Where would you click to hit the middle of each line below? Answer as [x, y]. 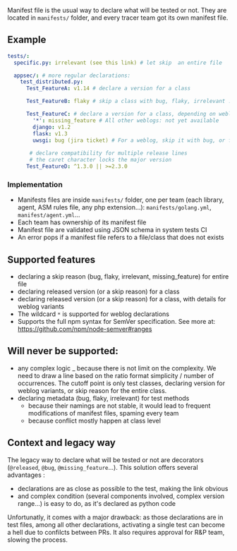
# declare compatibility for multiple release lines [109, 153]
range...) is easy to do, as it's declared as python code [97, 503]
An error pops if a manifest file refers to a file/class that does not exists [121, 237]
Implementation [35, 184]
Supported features [51, 259]
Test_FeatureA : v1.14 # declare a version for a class [108, 89]
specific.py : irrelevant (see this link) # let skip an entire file [118, 63]
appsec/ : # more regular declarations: [72, 75]
